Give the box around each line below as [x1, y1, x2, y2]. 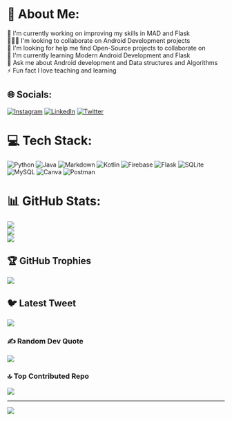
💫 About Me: [7, 6, 80, 22]
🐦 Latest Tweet [7, 297, 77, 309]
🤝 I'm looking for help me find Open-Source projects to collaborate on [7, 44, 206, 52]
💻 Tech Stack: [7, 133, 93, 148]
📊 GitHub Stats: [7, 193, 101, 209]
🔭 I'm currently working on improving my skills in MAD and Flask [7, 29, 190, 37]
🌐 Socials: [7, 89, 52, 101]
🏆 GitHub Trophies [7, 255, 92, 267]
